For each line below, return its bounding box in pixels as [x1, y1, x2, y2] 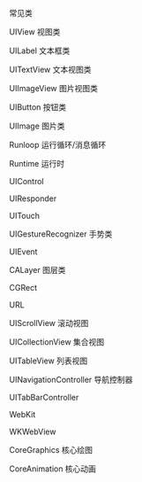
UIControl [9, 176, 44, 186]
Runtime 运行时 [9, 159, 64, 168]
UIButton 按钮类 [9, 102, 67, 113]
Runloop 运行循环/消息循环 [9, 140, 107, 150]
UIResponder [9, 193, 57, 204]
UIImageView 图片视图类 [9, 83, 99, 93]
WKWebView [9, 426, 56, 437]
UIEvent [9, 246, 38, 257]
